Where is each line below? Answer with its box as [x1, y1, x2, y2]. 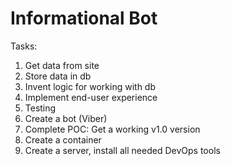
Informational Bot [10, 7, 158, 30]
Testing [24, 102, 57, 114]
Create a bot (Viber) [24, 112, 108, 124]
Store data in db [24, 70, 92, 82]
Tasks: [10, 40, 38, 52]
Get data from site [24, 59, 100, 71]
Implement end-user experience [24, 91, 158, 103]
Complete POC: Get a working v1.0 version [24, 123, 201, 135]
